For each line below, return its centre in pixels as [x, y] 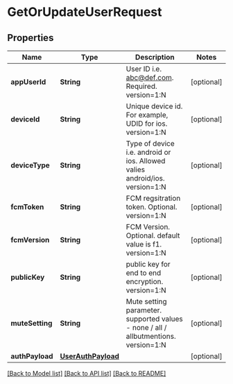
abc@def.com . [150, 77]
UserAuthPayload [90, 356]
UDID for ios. [147, 124]
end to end [144, 273]
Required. [141, 86]
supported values [154, 319]
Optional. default [153, 235]
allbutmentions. [151, 336]
